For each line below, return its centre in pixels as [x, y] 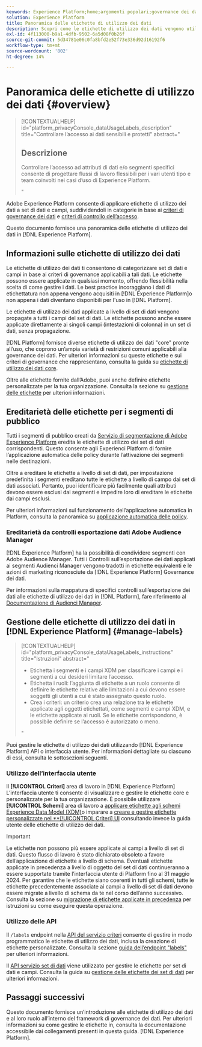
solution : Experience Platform [45, 17]
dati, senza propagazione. [38, 331]
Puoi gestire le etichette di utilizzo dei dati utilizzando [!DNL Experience [95, 745]
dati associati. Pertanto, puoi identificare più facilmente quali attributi [91, 486]
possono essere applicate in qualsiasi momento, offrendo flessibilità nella [97, 281]
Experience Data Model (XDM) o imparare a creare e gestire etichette [91, 812]
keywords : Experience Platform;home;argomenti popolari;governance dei [98, 12]
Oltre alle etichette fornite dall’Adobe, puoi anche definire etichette [88, 380]
